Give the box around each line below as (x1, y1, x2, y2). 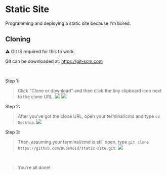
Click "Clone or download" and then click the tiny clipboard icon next (17, 88, 162, 94)
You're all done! (17, 164, 51, 170)
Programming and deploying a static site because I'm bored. (5, 20, 131, 26)
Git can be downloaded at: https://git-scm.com (5, 58, 103, 64)
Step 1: (5, 77, 19, 84)
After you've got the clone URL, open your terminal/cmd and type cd (17, 113, 160, 119)
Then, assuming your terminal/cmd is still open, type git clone (17, 139, 149, 145)
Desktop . (17, 119, 35, 125)
